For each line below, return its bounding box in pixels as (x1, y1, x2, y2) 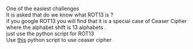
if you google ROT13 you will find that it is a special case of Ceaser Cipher (6, 18, 187, 24)
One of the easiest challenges (6, 5, 80, 12)
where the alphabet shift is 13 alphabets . (6, 24, 106, 31)
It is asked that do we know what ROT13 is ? (6, 11, 114, 18)
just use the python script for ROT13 (6, 30, 94, 37)
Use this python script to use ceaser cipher (6, 37, 112, 43)
